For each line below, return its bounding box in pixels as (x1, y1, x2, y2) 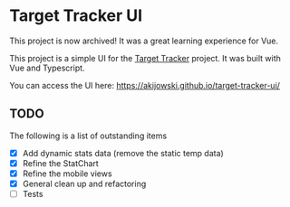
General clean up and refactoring (22, 178, 147, 189)
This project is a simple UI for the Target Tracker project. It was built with (9, 52, 281, 63)
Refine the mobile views (22, 168, 112, 179)
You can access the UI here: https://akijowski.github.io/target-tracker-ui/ (9, 80, 281, 90)
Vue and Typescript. (9, 62, 85, 73)
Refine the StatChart (22, 157, 100, 168)
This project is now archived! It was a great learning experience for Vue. (9, 35, 279, 46)
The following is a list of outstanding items (9, 130, 168, 141)
